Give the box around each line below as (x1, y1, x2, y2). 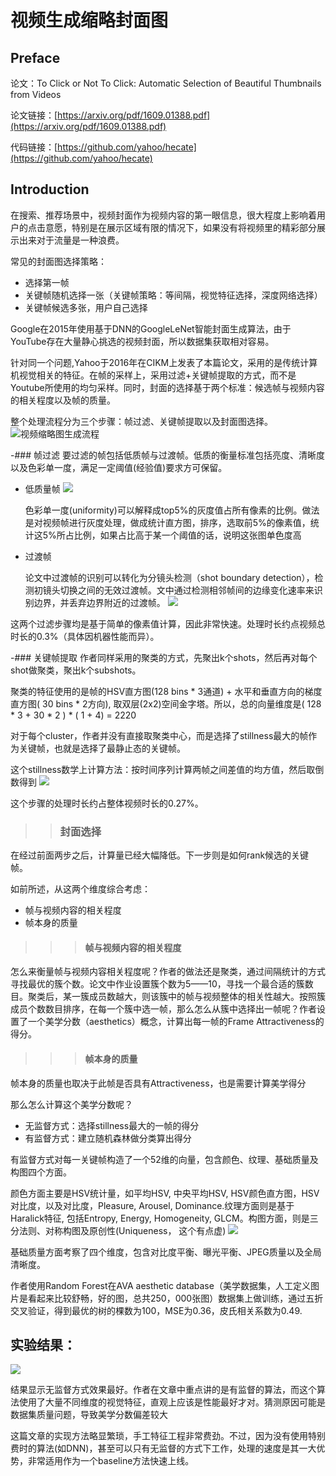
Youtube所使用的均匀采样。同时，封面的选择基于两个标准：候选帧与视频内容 (10, 381, 325, 393)
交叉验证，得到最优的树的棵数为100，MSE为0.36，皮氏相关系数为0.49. (10, 1304, 303, 1316)
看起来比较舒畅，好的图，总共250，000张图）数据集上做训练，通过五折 (27, 1292, 324, 1304)
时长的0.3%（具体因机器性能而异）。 (10, 630, 160, 642)
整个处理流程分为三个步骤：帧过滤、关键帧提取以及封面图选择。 (10, 415, 273, 427)
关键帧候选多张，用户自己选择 (24, 301, 148, 313)
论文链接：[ (10, 109, 58, 121)
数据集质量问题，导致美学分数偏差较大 (10, 1409, 168, 1421)
